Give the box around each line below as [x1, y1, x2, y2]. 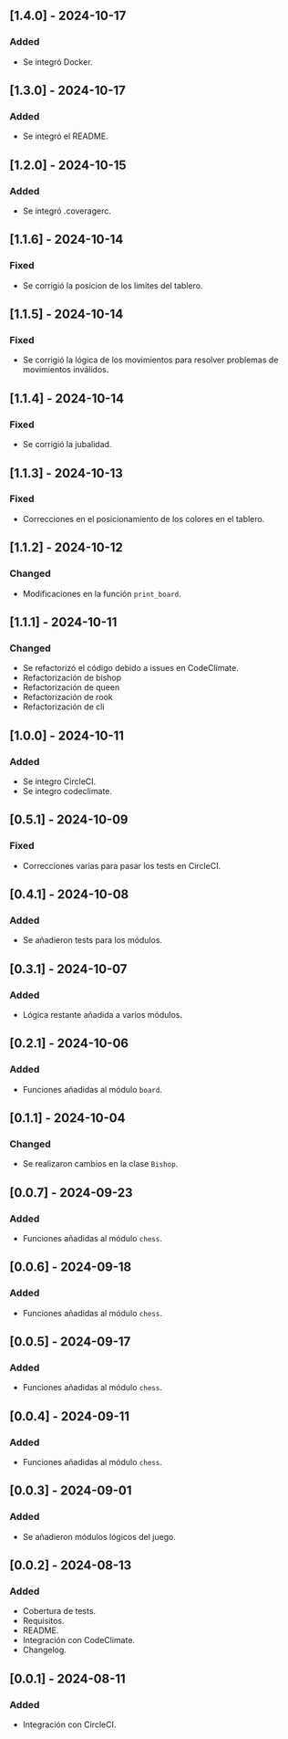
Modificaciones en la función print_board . [22, 588, 181, 599]
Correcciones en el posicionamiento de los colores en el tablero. [22, 513, 265, 524]
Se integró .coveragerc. [22, 205, 111, 216]
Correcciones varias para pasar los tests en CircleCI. [22, 860, 221, 871]
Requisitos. [22, 1616, 66, 1627]
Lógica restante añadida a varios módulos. [22, 1009, 182, 1020]
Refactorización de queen [22, 682, 120, 693]
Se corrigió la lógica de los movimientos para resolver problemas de [22, 354, 279, 365]
